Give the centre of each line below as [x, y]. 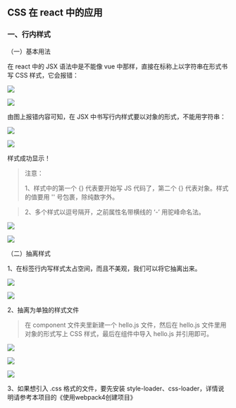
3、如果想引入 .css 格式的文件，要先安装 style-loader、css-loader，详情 [113, 388]
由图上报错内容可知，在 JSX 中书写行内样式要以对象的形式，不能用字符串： [117, 116]
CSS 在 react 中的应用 [55, 13]
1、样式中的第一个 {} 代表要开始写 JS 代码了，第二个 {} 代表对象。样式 [126, 188]
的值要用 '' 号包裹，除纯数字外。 [72, 197]
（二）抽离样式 [29, 253]
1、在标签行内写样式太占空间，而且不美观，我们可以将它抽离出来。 [104, 268]
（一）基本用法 [29, 51]
